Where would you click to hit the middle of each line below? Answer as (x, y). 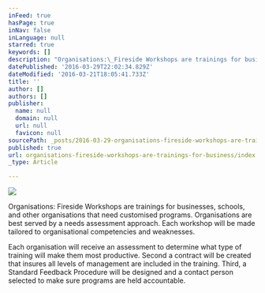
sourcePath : (28, 140)
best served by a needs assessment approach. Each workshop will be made (132, 224)
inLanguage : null (37, 38)
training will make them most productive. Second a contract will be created (130, 255)
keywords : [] (30, 52)
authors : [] (28, 96)
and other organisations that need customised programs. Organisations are (130, 215)
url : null (31, 126)
